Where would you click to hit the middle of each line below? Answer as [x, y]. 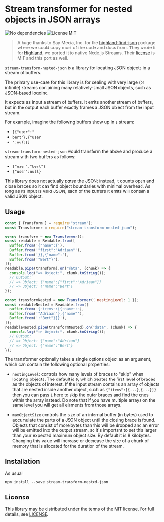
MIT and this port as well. [43, 58]
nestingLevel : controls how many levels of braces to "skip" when [78, 374]
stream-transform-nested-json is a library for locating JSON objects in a [78, 68]
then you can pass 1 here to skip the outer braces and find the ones [80, 395]
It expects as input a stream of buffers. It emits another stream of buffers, [79, 102]
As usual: [14, 473]
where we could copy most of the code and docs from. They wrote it [86, 47]
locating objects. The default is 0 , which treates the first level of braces [84, 379]
